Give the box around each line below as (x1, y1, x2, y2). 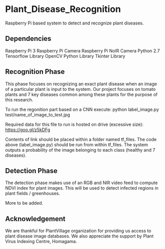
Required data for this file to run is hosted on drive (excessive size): (5, 121, 144, 127)
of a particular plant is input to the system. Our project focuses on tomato (5, 86, 156, 92)
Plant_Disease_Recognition (5, 3, 121, 15)
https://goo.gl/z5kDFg (5, 126, 51, 133)
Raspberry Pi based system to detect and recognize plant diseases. (5, 20, 144, 26)
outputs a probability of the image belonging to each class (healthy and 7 (5, 147, 156, 153)
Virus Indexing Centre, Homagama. (5, 239, 77, 245)
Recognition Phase (5, 67, 65, 76)
